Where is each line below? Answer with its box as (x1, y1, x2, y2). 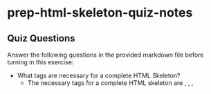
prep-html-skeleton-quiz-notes (7, 5, 193, 21)
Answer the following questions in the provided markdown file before (7, 50, 204, 59)
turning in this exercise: (7, 58, 74, 66)
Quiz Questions (7, 32, 75, 44)
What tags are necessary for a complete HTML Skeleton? (17, 71, 181, 79)
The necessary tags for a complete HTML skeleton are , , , (27, 79, 194, 87)
